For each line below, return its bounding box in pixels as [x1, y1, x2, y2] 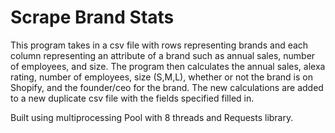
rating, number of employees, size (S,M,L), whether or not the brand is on [10, 71, 313, 83]
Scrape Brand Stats [10, 6, 175, 29]
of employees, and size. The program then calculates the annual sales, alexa [10, 60, 326, 72]
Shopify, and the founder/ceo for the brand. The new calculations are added [10, 81, 324, 93]
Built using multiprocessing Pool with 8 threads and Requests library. [10, 111, 294, 123]
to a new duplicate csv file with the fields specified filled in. [10, 92, 255, 104]
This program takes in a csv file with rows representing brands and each [10, 39, 309, 51]
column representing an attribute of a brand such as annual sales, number [10, 49, 316, 61]
